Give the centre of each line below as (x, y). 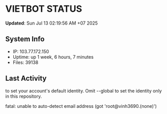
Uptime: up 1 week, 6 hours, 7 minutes (53, 57)
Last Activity (26, 78)
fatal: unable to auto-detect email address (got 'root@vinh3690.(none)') (81, 106)
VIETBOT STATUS (44, 9)
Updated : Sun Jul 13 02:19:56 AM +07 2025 (52, 23)
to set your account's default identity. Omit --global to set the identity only (84, 90)
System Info (25, 39)
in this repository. (24, 96)
